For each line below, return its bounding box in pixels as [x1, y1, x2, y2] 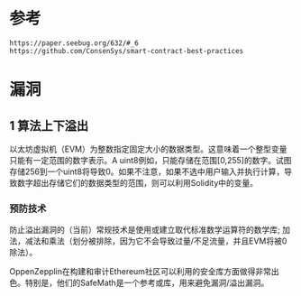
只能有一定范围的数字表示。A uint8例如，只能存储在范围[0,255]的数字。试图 [9, 154, 292, 165]
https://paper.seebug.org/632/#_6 [9, 38, 140, 48]
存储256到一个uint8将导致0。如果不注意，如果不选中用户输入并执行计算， [9, 166, 285, 177]
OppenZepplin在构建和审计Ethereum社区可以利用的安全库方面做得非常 [9, 266, 272, 277]
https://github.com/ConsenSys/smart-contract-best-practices [9, 46, 244, 55]
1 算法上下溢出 [9, 118, 89, 134]
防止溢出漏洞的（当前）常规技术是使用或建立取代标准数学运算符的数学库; [9, 225, 281, 236]
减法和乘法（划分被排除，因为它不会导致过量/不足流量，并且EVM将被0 [24, 236, 287, 246]
